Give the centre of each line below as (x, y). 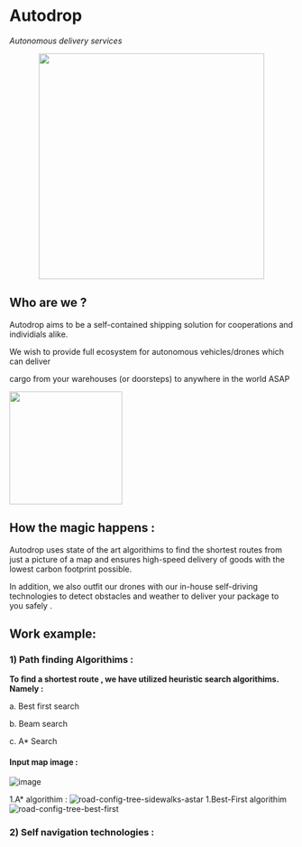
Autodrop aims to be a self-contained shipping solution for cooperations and (151, 324)
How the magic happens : (82, 528)
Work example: (53, 633)
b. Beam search (38, 724)
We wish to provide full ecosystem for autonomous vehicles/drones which (147, 351)
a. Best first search (44, 706)
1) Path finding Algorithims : (71, 659)
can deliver (30, 361)
